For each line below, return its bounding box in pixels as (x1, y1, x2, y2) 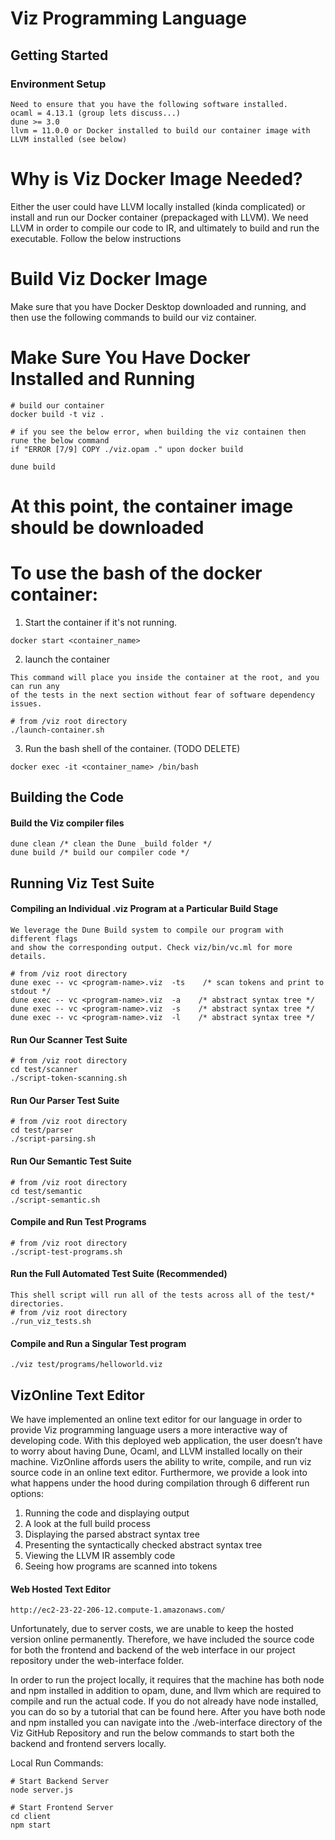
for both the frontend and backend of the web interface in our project (10, 1644, 296, 1656)
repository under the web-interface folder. (10, 1655, 185, 1667)
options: (10, 1488, 45, 1500)
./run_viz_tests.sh (10, 1317, 92, 1327)
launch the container (24, 653, 111, 665)
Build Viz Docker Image (10, 268, 208, 290)
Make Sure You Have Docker (10, 346, 251, 369)
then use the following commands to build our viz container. (10, 311, 257, 323)
